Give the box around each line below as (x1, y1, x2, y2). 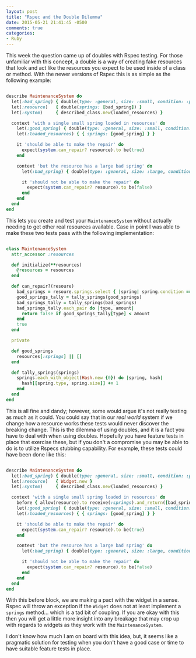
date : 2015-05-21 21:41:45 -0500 (6, 19, 87, 25)
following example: (6, 77, 51, 84)
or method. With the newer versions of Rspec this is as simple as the (6, 71, 171, 77)
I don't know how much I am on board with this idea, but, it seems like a (6, 633, 178, 640)
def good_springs (11, 348, 54, 354)
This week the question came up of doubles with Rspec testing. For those (6, 52, 183, 59)
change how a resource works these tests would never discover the (6, 420, 169, 427)
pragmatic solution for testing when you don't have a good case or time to (6, 639, 184, 646)
